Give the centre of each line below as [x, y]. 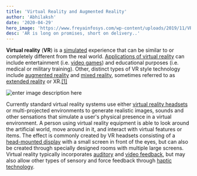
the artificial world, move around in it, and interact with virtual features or [94, 129]
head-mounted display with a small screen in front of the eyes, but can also [97, 142]
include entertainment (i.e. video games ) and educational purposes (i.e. [92, 63]
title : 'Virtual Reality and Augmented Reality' [67, 11]
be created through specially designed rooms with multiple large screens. [95, 148]
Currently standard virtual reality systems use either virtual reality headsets [97, 104]
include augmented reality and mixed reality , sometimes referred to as [91, 75]
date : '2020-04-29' [30, 22]
